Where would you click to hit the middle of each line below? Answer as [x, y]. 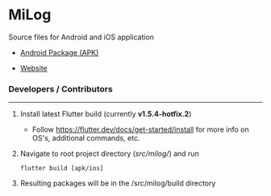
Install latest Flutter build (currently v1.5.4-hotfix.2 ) [106, 114]
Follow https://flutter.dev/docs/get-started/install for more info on [140, 129]
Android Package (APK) [59, 52]
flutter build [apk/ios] [62, 169]
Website [34, 68]
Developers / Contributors [60, 88]
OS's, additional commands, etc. [86, 138]
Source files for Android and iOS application [81, 37]
